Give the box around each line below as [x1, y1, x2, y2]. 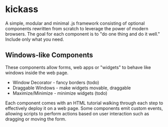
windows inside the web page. [5, 70, 69, 76]
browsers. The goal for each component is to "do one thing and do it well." [5, 31, 160, 37]
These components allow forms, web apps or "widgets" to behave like [5, 64, 151, 70]
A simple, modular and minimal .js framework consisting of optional [5, 20, 145, 26]
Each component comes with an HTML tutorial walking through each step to [5, 100, 163, 106]
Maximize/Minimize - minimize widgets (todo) [12, 90, 107, 96]
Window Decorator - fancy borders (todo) [12, 79, 99, 85]
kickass [5, 4, 39, 15]
